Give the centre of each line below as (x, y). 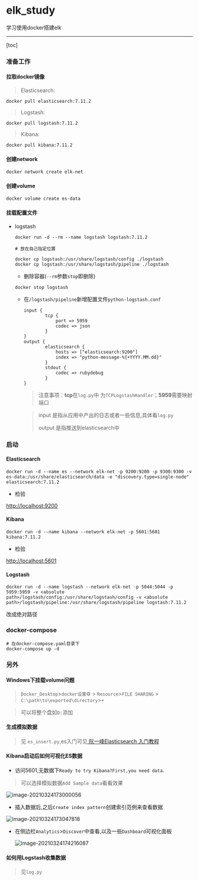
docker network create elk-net (45, 172)
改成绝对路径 (22, 614)
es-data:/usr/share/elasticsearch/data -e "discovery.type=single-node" (98, 477)
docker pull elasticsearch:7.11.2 (49, 102)
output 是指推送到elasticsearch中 (79, 427)
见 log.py (31, 872)
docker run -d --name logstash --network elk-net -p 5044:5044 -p (90, 587)
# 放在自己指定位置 (35, 248)
